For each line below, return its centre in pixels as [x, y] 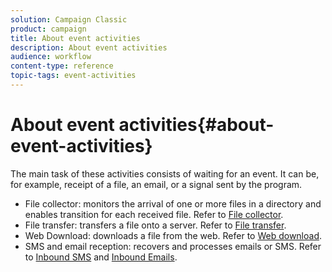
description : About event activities [89, 47]
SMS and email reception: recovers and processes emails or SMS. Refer [173, 246]
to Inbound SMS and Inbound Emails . [101, 257]
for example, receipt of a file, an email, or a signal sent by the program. [156, 184]
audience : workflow [51, 57]
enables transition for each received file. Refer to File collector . [154, 214]
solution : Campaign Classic [69, 19]
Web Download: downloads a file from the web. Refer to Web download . [173, 235]
